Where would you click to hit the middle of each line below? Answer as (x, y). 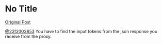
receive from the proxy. (28, 36)
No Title (21, 9)
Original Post (18, 22)
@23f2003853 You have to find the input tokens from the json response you (81, 31)
